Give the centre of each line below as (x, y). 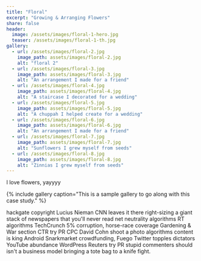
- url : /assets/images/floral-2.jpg (58, 52)
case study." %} (26, 201)
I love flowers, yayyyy (33, 182)
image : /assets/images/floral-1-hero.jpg (65, 35)
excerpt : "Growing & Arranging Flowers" (58, 18)
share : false (23, 23)
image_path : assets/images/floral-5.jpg (69, 108)
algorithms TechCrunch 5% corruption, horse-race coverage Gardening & (99, 226)
